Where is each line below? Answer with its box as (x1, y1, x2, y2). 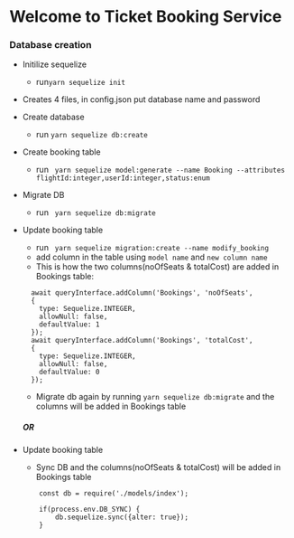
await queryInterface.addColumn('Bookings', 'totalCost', (31, 336, 253, 345)
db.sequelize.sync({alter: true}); (55, 513, 189, 522)
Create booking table (22, 146, 101, 157)
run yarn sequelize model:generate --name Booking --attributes (35, 165, 286, 175)
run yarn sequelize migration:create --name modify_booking (35, 242, 269, 253)
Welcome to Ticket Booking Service (9, 6, 282, 27)
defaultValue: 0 (39, 368, 100, 377)
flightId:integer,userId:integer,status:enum (35, 174, 210, 183)
